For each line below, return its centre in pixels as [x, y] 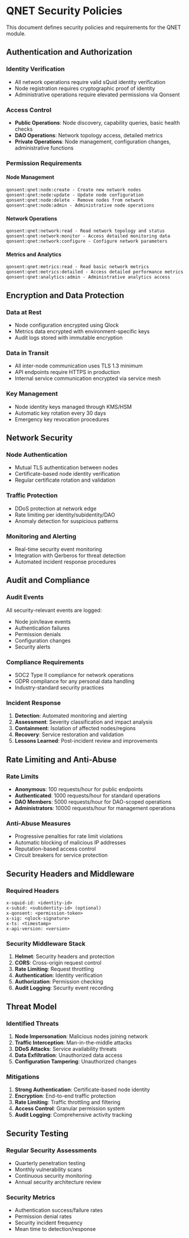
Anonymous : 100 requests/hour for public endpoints [79, 789]
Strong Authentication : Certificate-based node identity [82, 1089]
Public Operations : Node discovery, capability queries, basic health [97, 122]
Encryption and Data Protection [65, 295]
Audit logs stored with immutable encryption [69, 338]
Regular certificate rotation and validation [65, 480]
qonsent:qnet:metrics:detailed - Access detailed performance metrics [95, 272]
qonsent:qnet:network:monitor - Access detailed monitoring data [88, 236]
